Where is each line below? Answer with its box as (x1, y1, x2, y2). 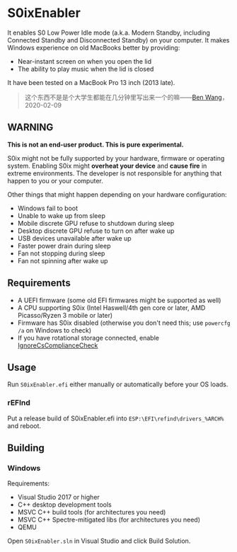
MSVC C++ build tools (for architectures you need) (17, 508, 166, 517)
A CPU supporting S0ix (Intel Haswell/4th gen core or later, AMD (17, 303, 206, 312)
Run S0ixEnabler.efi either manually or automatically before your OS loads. (7, 380, 229, 389)
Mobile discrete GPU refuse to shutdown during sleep (17, 219, 175, 227)
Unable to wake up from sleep (17, 211, 106, 220)
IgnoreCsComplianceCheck (17, 341, 98, 350)
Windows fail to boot (17, 204, 79, 212)
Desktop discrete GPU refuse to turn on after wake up (17, 226, 175, 235)
